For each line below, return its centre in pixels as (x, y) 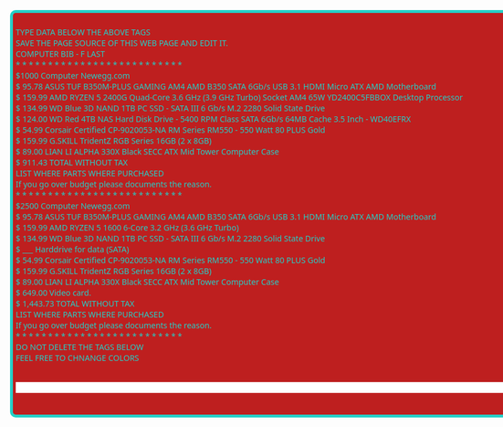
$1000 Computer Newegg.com (73, 75)
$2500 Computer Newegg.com (73, 206)
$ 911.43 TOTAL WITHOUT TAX (72, 162)
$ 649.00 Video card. (54, 293)
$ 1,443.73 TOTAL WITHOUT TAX (75, 304)
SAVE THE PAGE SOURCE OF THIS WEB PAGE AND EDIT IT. (122, 43)
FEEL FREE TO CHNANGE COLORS (78, 358)
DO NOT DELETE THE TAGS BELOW (80, 347)
